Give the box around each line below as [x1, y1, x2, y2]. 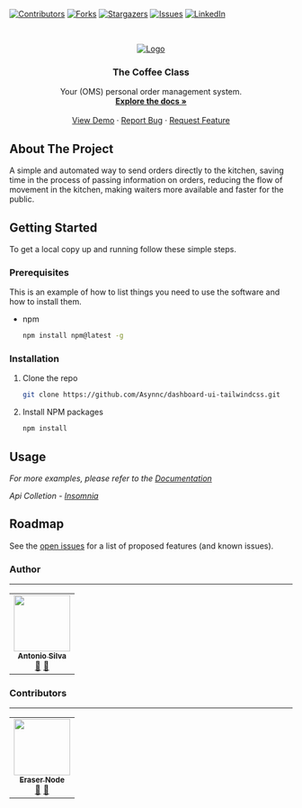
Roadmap [9, 516, 65, 531]
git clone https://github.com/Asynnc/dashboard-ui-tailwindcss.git [22, 390, 280, 400]
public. [9, 194, 35, 204]
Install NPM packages [22, 406, 103, 418]
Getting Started [9, 220, 98, 235]
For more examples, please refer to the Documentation [9, 473, 213, 484]
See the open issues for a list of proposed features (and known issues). [9, 540, 274, 551]
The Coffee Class [111, 66, 191, 78]
